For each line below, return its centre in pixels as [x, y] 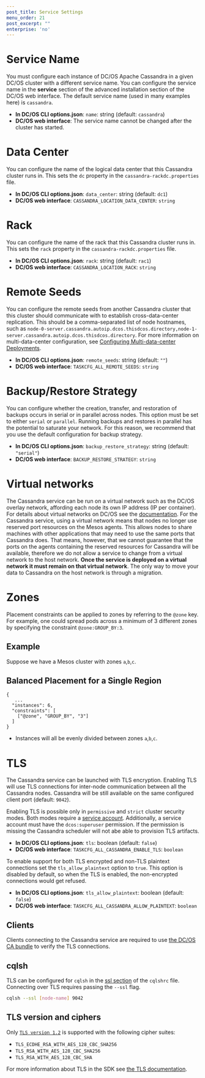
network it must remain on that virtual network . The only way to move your [102, 566]
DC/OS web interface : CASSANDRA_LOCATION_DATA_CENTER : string [95, 201]
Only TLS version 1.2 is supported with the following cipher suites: [91, 1032]
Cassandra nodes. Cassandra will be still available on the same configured [100, 793]
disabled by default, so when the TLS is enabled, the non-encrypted [92, 874]
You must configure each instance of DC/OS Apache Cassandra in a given [100, 77]
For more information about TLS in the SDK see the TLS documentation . [97, 1069]
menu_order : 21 [26, 18]
